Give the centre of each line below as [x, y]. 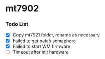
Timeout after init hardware [41, 52]
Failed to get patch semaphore [44, 41]
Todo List [17, 24]
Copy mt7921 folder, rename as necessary [56, 35]
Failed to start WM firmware [41, 46]
